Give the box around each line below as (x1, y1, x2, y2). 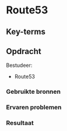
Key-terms (6, 27, 45, 37)
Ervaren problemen (6, 103, 62, 111)
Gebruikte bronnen (6, 88, 61, 96)
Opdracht (6, 46, 42, 56)
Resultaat (6, 119, 34, 127)
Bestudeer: (6, 62, 33, 69)
